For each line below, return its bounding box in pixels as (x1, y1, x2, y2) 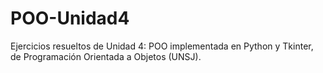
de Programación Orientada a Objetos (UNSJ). (10, 50, 202, 62)
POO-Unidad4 (10, 7, 130, 30)
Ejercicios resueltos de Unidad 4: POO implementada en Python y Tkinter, (10, 40, 314, 52)
